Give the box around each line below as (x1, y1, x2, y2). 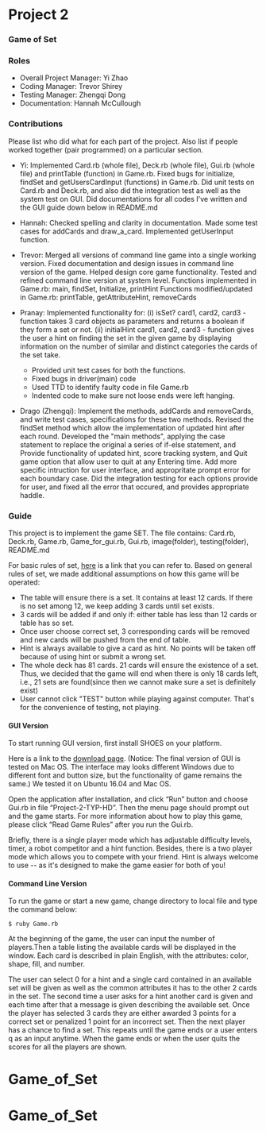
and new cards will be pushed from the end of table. (19, 635, 191, 644)
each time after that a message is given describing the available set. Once (8, 1000, 250, 1009)
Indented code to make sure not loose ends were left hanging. (31, 391, 235, 400)
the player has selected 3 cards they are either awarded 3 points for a (8, 1009, 237, 1018)
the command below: (8, 905, 78, 914)
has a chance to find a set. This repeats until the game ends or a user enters (8, 1025, 258, 1035)
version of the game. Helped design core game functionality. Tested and (19, 267, 256, 276)
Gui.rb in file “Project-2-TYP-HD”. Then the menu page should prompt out (8, 803, 249, 813)
